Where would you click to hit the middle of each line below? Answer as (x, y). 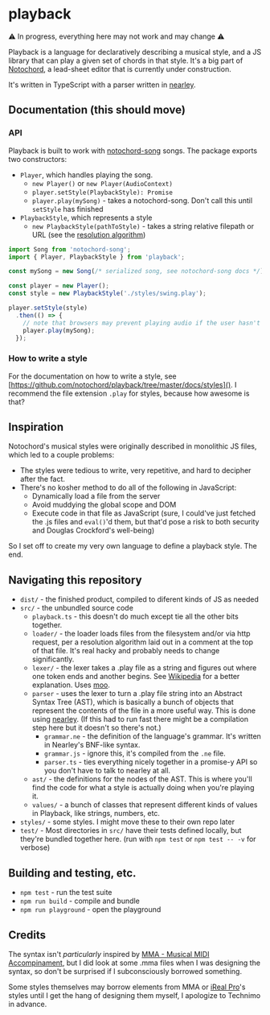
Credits (27, 935)
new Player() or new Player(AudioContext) (102, 183)
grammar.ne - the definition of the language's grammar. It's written (152, 736)
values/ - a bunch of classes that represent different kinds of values (145, 805)
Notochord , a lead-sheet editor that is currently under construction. (120, 68)
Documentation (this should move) (97, 110)
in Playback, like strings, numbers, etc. (96, 814)
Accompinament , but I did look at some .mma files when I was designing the (135, 963)
